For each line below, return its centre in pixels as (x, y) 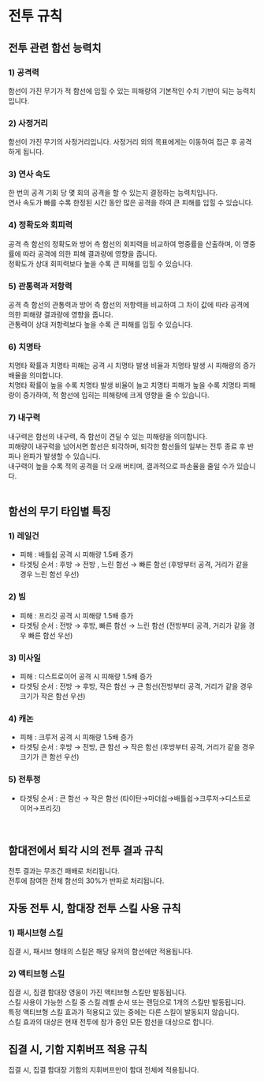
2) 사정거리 (28, 123)
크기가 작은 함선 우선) (52, 696)
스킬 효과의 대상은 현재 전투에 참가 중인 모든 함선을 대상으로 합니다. (111, 1022)
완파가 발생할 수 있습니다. (61, 456)
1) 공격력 (24, 72)
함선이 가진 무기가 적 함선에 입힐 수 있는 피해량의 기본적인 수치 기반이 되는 (121, 91)
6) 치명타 (24, 347)
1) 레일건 (24, 535)
